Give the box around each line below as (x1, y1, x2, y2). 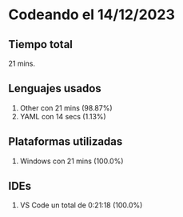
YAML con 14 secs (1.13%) (19, 111, 106, 121)
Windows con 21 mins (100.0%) (19, 156, 124, 166)
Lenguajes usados (8, 82, 101, 95)
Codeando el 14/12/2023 (8, 6, 176, 24)
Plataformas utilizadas (8, 135, 123, 149)
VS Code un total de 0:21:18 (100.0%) (19, 200, 143, 210)
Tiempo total (8, 38, 74, 51)
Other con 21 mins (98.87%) (19, 102, 113, 113)
